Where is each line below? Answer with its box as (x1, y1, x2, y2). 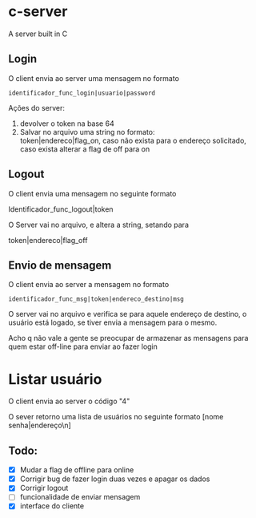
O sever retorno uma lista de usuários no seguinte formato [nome (8, 412, 224, 422)
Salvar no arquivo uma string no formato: (19, 127, 155, 136)
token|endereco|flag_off (8, 235, 88, 245)
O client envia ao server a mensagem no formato (8, 280, 170, 289)
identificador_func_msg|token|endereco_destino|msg (8, 295, 184, 303)
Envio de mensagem (8, 258, 112, 272)
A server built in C (8, 29, 68, 38)
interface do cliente (19, 501, 85, 511)
